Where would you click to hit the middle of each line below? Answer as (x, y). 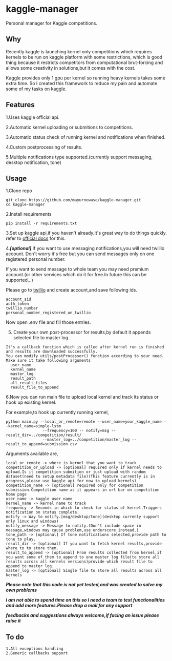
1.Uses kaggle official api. (33, 117)
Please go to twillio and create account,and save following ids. (72, 290)
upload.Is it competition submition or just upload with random (76, 472)
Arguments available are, (32, 453)
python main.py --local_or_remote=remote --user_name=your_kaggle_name (84, 422)
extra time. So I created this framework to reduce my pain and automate (82, 83)
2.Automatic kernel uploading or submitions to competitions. (70, 127)
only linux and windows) (32, 521)
